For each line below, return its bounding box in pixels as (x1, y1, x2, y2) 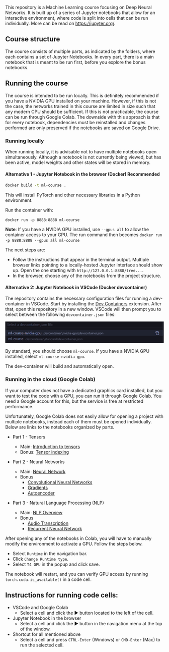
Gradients (27, 484, 48, 491)
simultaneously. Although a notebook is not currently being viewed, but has (5, 154, 162, 160)
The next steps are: (5, 247, 45, 253)
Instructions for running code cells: (5, 591, 118, 600)
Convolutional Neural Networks (27, 479, 93, 485)
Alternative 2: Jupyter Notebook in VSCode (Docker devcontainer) (5, 284, 147, 290)
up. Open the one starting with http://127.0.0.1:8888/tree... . (12, 267, 144, 273)
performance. (5, 403, 34, 409)
